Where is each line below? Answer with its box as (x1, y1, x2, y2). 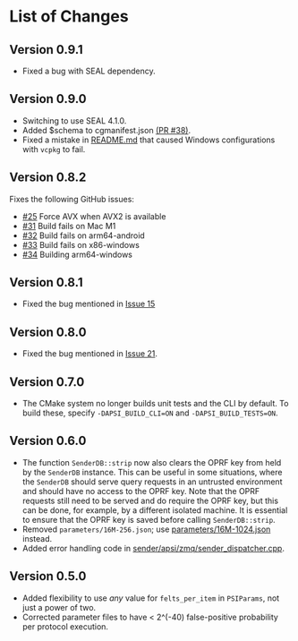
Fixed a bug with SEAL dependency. (21, 65, 156, 76)
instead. (21, 533, 53, 543)
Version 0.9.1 (9, 42, 83, 57)
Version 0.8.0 (9, 324, 87, 339)
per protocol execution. (21, 620, 109, 632)
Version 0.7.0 (9, 374, 85, 389)
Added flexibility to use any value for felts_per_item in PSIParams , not (21, 593, 280, 603)
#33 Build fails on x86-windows (21, 239, 140, 250)
